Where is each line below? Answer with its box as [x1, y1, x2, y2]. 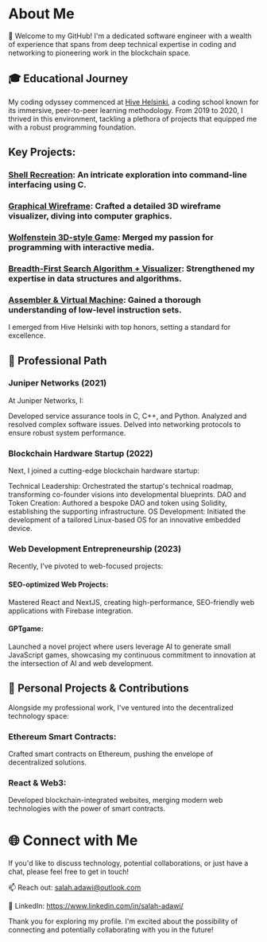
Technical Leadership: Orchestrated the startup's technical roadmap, [8, 482, 234, 491]
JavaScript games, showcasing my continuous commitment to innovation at [8, 649, 256, 660]
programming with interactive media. [8, 242, 155, 253]
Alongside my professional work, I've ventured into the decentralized [8, 703, 234, 712]
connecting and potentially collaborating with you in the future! [8, 925, 214, 935]
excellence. [8, 331, 46, 340]
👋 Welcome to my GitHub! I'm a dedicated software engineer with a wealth [8, 31, 252, 41]
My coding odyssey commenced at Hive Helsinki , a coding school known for [8, 97, 259, 107]
